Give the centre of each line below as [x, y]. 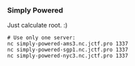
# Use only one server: [42, 38]
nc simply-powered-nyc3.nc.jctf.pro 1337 [68, 56]
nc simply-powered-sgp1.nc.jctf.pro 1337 [68, 50]
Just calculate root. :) [37, 25]
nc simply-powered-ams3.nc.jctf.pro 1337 [68, 44]
